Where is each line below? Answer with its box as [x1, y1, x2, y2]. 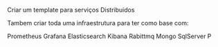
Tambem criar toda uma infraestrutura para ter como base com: [7, 19, 189, 27]
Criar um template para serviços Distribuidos [7, 6, 135, 14]
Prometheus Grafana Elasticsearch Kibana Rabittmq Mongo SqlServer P [7, 32, 212, 40]
